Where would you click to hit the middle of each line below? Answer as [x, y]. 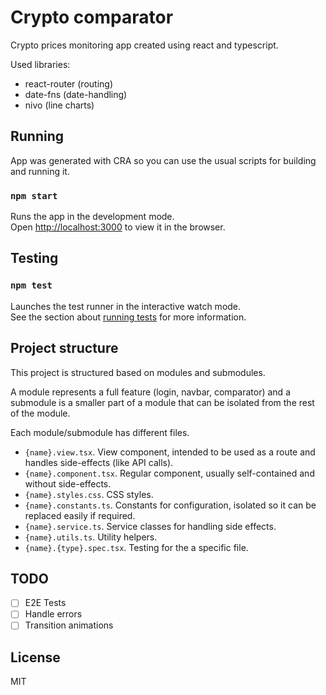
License [35, 657]
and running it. [40, 171]
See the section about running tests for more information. [128, 317]
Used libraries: [40, 64]
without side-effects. [68, 483]
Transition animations [69, 625]
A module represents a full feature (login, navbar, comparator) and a [150, 392]
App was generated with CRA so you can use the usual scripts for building [163, 160]
